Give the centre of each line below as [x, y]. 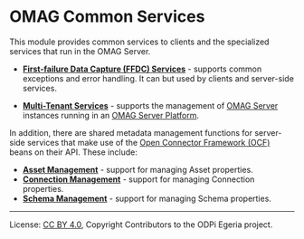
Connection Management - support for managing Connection [138, 179]
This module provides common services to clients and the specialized [139, 42]
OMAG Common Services [107, 17]
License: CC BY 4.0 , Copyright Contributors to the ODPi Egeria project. [141, 225]
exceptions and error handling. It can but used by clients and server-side [158, 78]
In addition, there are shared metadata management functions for [131, 132]
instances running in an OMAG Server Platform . [110, 115]
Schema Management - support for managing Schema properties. [147, 198]
